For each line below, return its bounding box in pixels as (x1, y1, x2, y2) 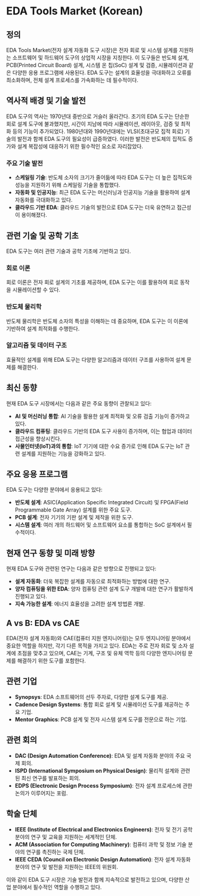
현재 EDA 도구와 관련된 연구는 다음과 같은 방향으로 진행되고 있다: (6, 565, 157, 573)
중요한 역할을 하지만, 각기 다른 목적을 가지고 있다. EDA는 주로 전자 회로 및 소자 (6, 642, 188, 649)
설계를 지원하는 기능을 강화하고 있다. (21, 450, 106, 457)
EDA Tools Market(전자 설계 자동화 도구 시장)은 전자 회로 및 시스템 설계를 (6, 47, 178, 53)
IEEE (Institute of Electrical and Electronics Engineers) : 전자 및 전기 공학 (14, 825, 193, 833)
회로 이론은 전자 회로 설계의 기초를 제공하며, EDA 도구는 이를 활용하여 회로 (6, 279, 179, 286)
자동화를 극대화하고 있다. (14, 196, 73, 204)
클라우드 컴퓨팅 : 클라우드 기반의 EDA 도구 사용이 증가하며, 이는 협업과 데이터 (14, 427, 192, 435)
